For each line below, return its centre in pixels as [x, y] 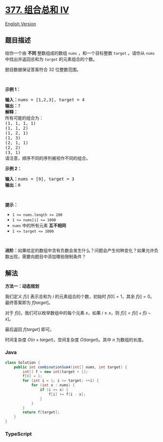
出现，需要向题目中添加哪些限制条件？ [47, 256]
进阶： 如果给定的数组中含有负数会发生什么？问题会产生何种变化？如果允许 [80, 250]
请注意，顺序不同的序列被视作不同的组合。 [48, 158]
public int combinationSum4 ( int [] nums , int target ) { [71, 367]
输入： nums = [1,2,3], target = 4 [45, 100]
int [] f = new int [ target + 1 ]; [55, 372]
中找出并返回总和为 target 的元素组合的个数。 [51, 59]
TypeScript [18, 434]
